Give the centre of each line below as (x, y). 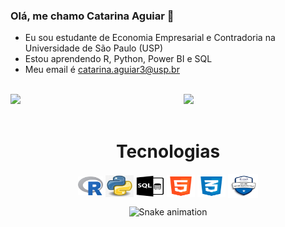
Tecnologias (168, 151)
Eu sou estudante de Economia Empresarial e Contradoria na (150, 38)
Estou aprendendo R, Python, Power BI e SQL (118, 59)
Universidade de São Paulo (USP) (93, 48)
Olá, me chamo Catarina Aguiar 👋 (92, 16)
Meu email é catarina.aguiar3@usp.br (102, 70)
